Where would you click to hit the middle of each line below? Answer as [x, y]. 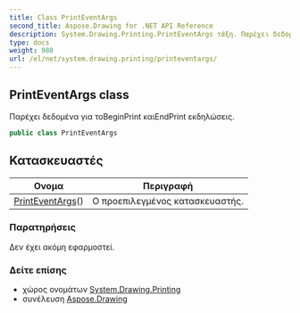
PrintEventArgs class [69, 95]
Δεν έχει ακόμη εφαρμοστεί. [62, 247]
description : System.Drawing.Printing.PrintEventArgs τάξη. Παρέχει [139, 34]
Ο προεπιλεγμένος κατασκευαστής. [168, 201]
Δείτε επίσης [38, 270]
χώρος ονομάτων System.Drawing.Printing [101, 290]
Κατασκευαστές [56, 161]
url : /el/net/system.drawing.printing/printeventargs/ [113, 59]
